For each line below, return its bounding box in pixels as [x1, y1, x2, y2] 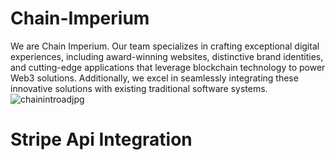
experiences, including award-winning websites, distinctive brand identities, [10, 50, 324, 62]
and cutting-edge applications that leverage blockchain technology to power [10, 61, 326, 73]
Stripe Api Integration [10, 128, 193, 151]
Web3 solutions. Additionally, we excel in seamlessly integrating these [10, 72, 299, 84]
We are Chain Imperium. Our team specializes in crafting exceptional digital [10, 40, 320, 52]
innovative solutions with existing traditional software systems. [10, 82, 268, 94]
